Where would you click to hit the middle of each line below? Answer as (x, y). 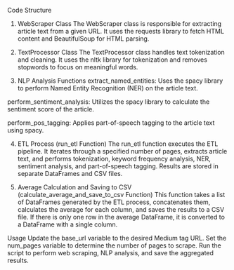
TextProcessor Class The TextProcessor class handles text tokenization (121, 52)
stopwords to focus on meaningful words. (78, 67)
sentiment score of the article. (51, 109)
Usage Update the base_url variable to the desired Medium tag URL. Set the (117, 238)
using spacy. (26, 130)
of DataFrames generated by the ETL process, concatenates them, (114, 202)
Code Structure (30, 10)
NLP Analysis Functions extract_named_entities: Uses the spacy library (120, 81)
